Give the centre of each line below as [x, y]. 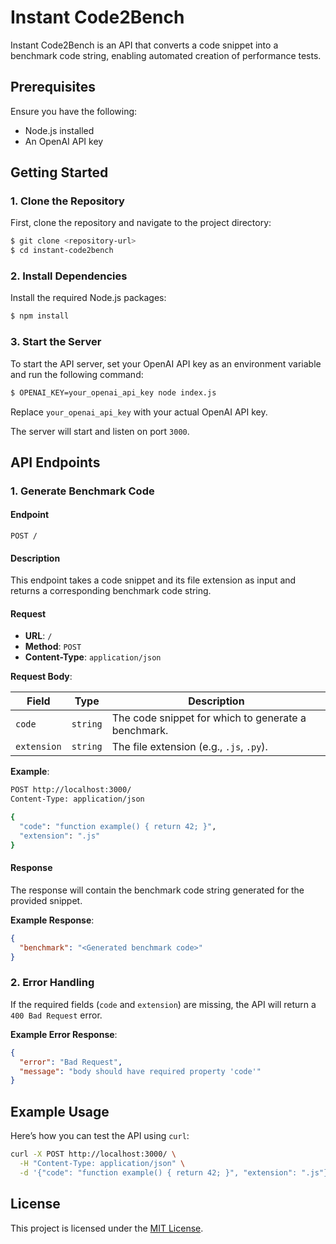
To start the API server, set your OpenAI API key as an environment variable [166, 363]
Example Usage [60, 1111]
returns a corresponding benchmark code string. [111, 591]
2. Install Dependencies [69, 276]
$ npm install [40, 316]
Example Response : [52, 920]
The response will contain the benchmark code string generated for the [157, 890]
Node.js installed [59, 130]
